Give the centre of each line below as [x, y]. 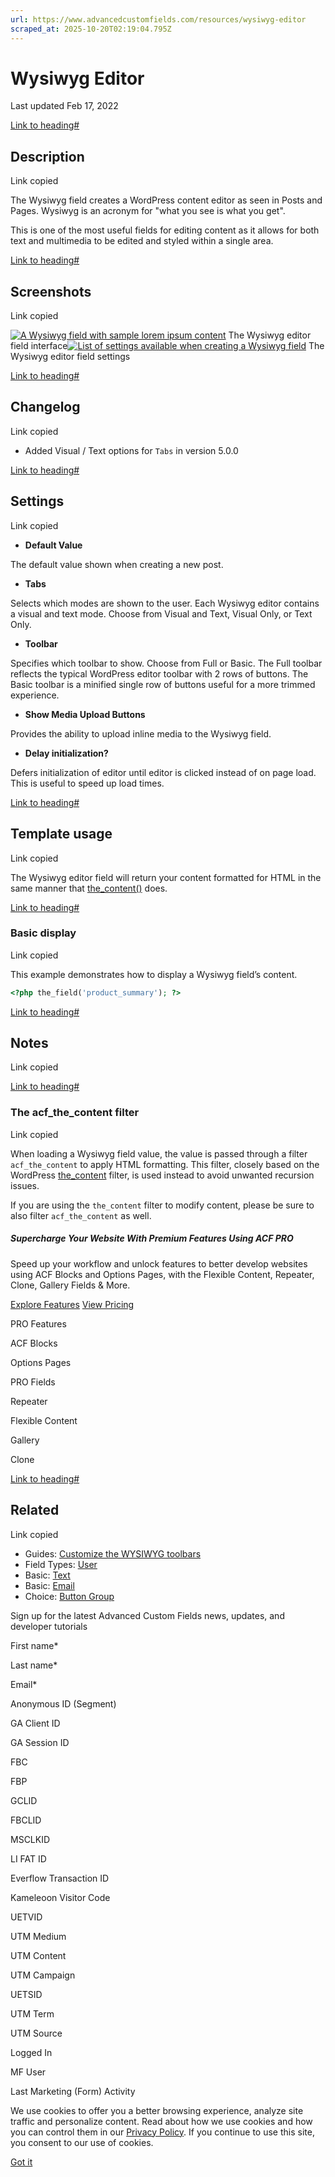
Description [47, 156]
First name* [34, 1645]
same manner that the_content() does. [89, 888]
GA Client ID [35, 1723]
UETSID [26, 1994]
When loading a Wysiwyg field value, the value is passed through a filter [159, 1153]
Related [35, 1510]
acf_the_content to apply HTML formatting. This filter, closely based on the [165, 1164]
